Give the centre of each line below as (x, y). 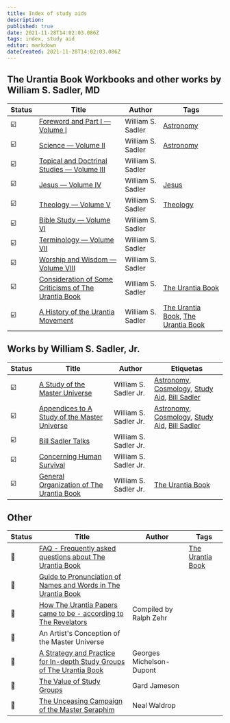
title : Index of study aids (47, 13)
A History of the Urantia (77, 312)
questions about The (72, 557)
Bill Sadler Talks (64, 441)
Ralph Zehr (150, 618)
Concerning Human (70, 456)
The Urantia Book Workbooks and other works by (114, 80)
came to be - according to (81, 614)
